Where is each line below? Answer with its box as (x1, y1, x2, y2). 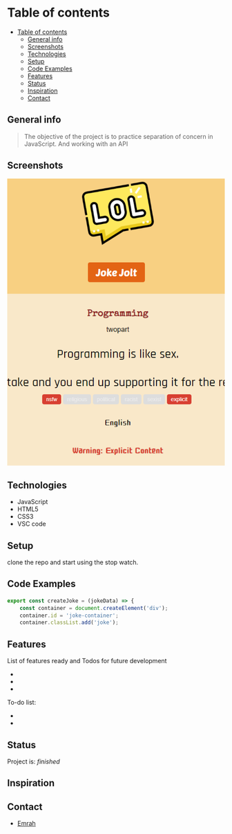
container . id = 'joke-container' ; (19, 612, 119, 619)
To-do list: (7, 698, 37, 707)
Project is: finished (7, 757, 60, 766)
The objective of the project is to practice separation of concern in (23, 132, 213, 140)
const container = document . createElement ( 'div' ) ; (19, 604, 168, 611)
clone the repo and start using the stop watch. (7, 558, 139, 566)
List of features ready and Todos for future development (7, 657, 167, 665)
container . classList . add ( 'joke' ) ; (19, 619, 119, 627)
